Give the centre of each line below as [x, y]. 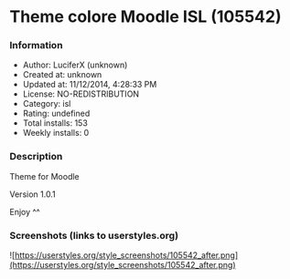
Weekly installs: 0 [56, 133]
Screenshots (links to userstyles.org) [94, 235]
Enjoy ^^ [25, 212]
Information [36, 46]
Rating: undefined [56, 114]
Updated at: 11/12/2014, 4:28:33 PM [90, 85]
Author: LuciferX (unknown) [75, 65]
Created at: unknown [62, 75]
